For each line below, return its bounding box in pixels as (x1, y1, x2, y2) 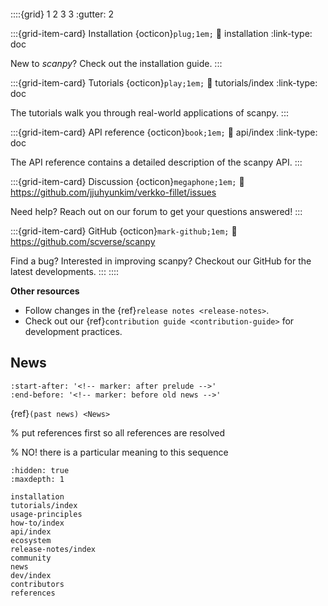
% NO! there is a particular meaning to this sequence (10, 446, 229, 458)
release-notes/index (10, 544, 97, 554)
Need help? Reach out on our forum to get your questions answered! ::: (10, 206, 303, 217)
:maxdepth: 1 (10, 474, 65, 484)
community (10, 553, 52, 563)
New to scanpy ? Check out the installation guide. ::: (10, 58, 223, 69)
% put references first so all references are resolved (10, 426, 226, 439)
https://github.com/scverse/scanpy (10, 236, 156, 247)
